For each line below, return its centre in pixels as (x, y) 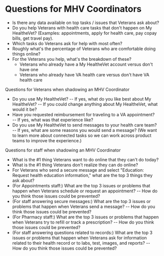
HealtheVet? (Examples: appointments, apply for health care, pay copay (84, 33)
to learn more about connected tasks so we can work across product (82, 135)
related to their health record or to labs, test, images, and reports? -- (81, 243)
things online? (26, 54)
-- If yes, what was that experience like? (53, 120)
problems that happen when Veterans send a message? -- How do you (83, 206)
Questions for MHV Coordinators (73, 9)
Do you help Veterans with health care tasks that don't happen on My (82, 27)
